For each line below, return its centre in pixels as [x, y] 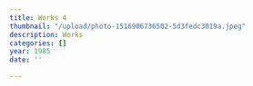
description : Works [46, 34]
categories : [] [38, 43]
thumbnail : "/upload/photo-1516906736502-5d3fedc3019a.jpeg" [128, 26]
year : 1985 [30, 52]
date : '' [26, 60]
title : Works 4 [38, 18]
